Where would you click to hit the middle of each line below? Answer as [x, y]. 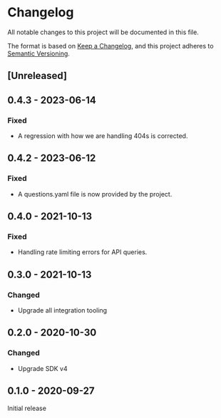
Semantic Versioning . [38, 53]
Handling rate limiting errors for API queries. [82, 252]
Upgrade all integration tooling [62, 310]
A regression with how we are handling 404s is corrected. [103, 136]
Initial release [27, 408]
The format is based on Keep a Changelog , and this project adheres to [110, 46]
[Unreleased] [37, 76]
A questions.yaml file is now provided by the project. [95, 194]
